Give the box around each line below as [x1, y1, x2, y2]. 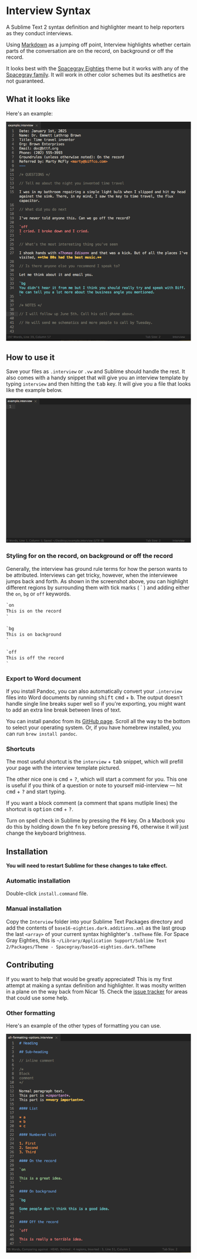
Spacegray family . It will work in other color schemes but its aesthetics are [6, 71, 186, 78]
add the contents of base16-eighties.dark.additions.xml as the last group [6, 924, 186, 931]
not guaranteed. [6, 77, 45, 84]
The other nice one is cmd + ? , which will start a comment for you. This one [6, 775, 188, 783]
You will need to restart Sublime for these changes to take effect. [6, 862, 168, 869]
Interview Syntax [6, 4, 91, 18]
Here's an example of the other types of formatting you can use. [6, 1022, 161, 1029]
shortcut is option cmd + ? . [6, 806, 73, 813]
